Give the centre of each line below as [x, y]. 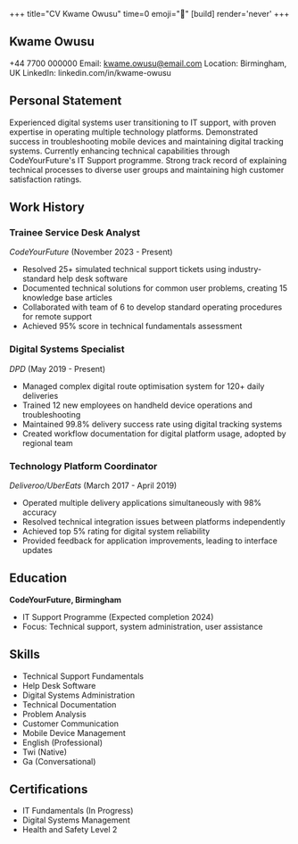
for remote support [57, 317]
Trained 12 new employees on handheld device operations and [137, 405]
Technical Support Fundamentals [83, 676]
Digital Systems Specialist [67, 350]
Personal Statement [66, 101]
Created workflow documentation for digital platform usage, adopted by [154, 434]
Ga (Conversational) [59, 761]
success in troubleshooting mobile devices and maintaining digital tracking [146, 141]
